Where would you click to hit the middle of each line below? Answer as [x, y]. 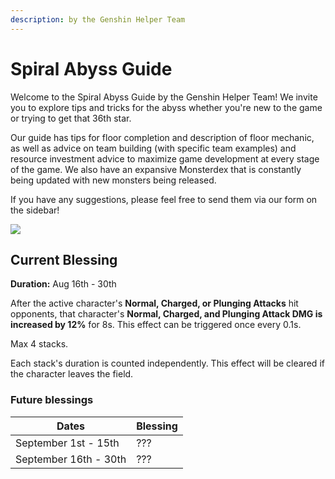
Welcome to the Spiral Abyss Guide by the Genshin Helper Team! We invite [164, 97]
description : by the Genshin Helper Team [98, 19]
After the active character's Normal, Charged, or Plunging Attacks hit [154, 303]
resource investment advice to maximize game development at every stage [165, 158]
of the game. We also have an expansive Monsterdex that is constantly [156, 169]
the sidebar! [35, 210]
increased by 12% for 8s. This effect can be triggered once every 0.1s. [156, 325]
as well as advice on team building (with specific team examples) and [153, 148]
